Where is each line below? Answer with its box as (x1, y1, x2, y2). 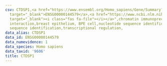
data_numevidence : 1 (5, 40, 48, 45)
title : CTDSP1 (5, 53, 35, 59)
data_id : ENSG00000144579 (5, 35, 59, 40)
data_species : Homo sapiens (5, 44, 64, 49)
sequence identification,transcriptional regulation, (9, 26, 123, 31)
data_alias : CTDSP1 (5, 30, 46, 35)
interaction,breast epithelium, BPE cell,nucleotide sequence (9, 21, 141, 26)
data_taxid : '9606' (5, 49, 46, 54)
